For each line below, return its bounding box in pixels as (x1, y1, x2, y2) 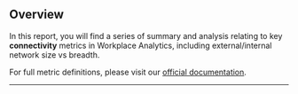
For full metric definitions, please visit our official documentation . (9, 67, 247, 77)
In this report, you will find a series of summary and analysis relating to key (9, 30, 283, 41)
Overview (9, 7, 65, 22)
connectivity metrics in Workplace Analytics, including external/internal (9, 40, 272, 51)
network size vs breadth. (9, 49, 100, 60)
